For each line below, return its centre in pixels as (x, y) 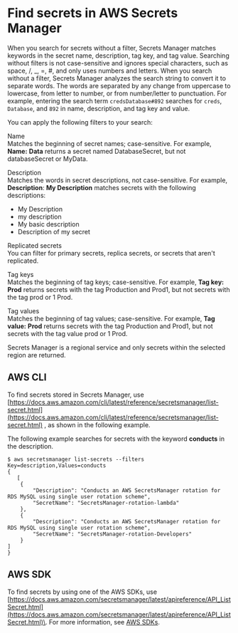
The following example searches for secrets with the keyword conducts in (116, 439)
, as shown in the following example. (97, 424)
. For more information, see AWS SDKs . (102, 622)
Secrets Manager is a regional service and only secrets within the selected (117, 347)
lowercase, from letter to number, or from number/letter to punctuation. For (117, 93)
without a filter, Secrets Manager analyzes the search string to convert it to (117, 78)
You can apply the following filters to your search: (80, 122)
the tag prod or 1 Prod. (40, 297)
